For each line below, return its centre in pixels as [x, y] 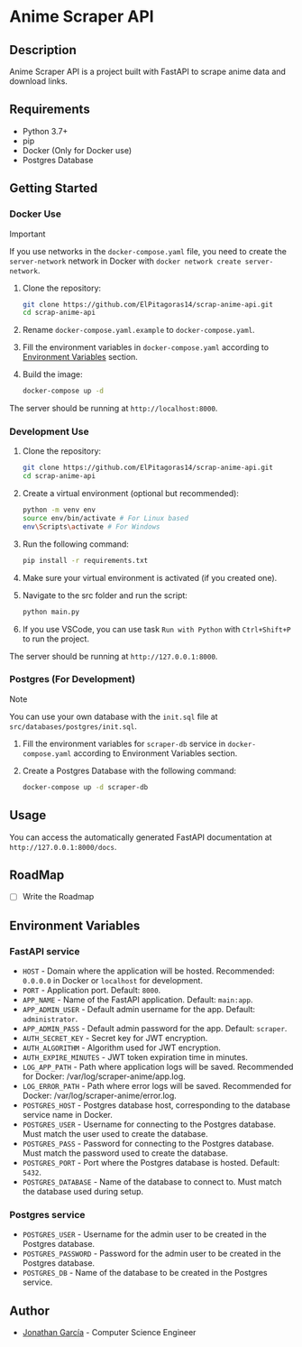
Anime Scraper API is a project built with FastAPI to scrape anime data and [148, 71]
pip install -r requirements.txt [85, 560]
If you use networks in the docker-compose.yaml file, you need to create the [148, 251]
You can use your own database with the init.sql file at [114, 716]
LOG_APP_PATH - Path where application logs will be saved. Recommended [158, 1067]
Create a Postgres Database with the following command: [129, 770]
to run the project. [56, 639]
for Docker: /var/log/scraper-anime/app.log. [104, 1076]
